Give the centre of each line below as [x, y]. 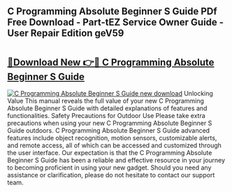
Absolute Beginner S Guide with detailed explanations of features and [107, 108]
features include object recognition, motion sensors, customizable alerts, [112, 138]
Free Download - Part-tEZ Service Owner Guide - [116, 23]
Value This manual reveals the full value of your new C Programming [106, 101]
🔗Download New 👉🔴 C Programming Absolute [111, 62]
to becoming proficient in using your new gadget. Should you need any [109, 168]
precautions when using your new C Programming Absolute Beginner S [110, 123]
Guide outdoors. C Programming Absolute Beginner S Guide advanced [109, 131]
